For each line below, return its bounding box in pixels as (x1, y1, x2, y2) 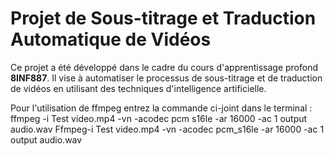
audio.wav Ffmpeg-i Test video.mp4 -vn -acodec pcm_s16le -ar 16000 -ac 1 (10, 123, 325, 135)
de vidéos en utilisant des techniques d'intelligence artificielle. (10, 82, 267, 94)
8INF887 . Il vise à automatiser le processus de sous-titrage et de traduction (10, 72, 323, 84)
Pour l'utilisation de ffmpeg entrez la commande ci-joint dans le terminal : (10, 102, 313, 114)
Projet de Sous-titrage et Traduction (10, 7, 317, 30)
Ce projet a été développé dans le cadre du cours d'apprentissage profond (10, 61, 318, 73)
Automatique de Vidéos (10, 28, 212, 51)
